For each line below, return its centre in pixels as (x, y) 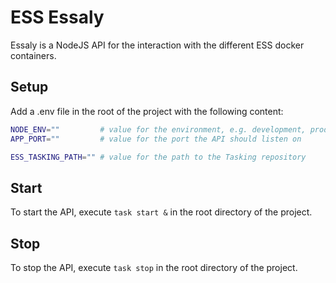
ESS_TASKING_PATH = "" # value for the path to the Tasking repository (158, 157)
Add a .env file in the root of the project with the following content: (147, 111)
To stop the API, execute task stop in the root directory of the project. (154, 267)
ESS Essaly (57, 17)
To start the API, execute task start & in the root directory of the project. (161, 212)
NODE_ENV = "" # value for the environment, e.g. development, (158, 129)
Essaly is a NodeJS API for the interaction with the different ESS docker (157, 45)
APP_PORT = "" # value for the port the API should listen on (156, 139)
